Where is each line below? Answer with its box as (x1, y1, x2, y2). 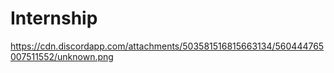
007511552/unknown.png (10, 50, 114, 62)
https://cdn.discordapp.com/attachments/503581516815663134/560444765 (10, 40, 325, 52)
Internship (10, 7, 98, 30)
